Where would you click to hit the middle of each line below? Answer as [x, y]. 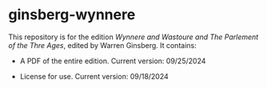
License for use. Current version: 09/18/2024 [94, 76]
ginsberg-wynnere [72, 15]
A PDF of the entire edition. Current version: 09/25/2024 [113, 61]
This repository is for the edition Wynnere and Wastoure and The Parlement [133, 37]
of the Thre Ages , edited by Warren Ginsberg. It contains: [103, 45]
